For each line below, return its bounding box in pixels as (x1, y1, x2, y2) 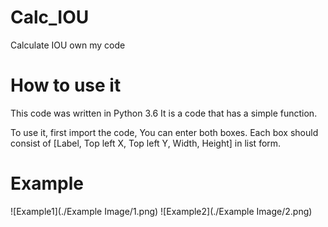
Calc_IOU (10, 6, 90, 29)
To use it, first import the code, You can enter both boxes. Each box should (10, 126, 319, 138)
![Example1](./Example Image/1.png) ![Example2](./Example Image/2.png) (10, 205, 313, 217)
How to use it (10, 74, 122, 97)
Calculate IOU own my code (10, 39, 126, 51)
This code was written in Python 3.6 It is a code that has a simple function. (10, 107, 318, 119)
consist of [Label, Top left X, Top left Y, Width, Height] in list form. (10, 137, 282, 149)
